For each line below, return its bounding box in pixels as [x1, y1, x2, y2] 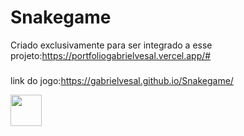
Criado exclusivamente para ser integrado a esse [10, 39, 213, 51]
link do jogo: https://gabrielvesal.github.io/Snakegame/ [10, 74, 234, 86]
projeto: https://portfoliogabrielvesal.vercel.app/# [10, 49, 212, 61]
